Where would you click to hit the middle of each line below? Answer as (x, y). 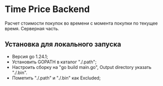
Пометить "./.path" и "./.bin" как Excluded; (56, 78)
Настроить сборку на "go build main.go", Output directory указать (81, 67)
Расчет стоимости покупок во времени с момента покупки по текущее (81, 23)
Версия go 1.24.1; (30, 56)
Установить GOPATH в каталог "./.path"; (54, 62)
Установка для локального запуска (63, 45)
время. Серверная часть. (32, 28)
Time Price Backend (47, 9)
